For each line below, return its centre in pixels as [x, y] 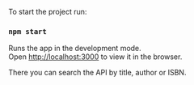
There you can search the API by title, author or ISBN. [97, 73]
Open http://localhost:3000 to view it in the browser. [95, 57]
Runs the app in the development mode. [75, 49]
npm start [27, 31]
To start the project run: [48, 12]
